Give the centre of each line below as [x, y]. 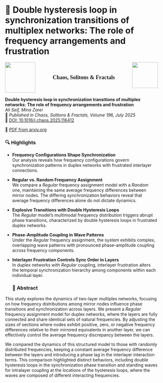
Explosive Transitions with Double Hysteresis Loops [65, 210]
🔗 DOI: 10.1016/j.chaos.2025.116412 [40, 120]
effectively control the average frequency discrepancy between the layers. [80, 335]
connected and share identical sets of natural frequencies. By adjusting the [80, 319]
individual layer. [28, 275]
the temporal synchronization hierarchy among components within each [84, 270]
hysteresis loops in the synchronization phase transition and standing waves [81, 365]
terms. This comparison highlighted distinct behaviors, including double [77, 360]
